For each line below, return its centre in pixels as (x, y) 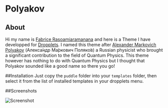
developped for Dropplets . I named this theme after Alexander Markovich (81, 45)
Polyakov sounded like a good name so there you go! (60, 66)
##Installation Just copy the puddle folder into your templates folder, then (81, 76)
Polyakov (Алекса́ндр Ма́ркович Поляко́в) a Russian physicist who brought (84, 50)
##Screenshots (21, 91)
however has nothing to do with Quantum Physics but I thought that (75, 61)
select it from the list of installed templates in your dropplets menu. (74, 81)
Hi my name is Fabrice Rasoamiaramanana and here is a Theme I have (78, 39)
